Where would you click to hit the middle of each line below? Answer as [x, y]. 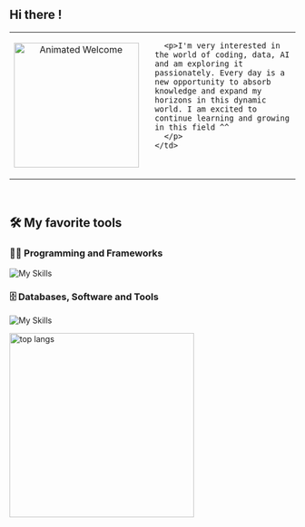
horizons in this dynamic [211, 100]
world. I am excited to [206, 109]
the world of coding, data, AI [222, 54]
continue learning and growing [222, 118]
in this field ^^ [192, 127]
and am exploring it [199, 63]
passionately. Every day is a [220, 73]
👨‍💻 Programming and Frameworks [86, 253]
